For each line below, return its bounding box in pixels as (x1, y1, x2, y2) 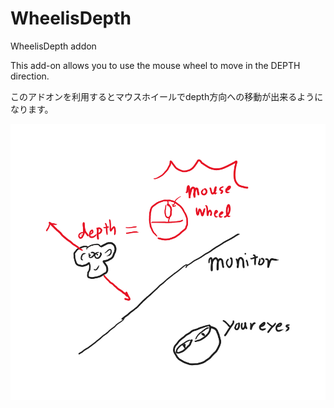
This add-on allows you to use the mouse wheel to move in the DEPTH (10, 59, 301, 71)
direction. (10, 70, 50, 82)
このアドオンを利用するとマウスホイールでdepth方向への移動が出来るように (10, 90, 324, 102)
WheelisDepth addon (10, 40, 97, 52)
